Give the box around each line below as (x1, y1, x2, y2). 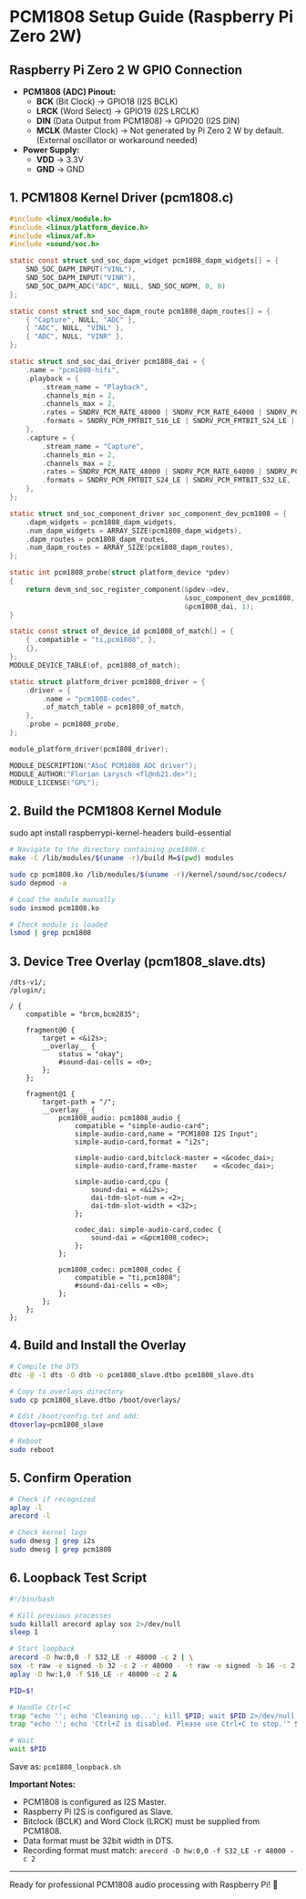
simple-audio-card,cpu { (74, 1178, 169, 1187)
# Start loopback (9, 1645, 76, 1654)
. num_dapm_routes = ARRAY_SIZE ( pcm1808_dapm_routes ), (25, 543, 234, 553)
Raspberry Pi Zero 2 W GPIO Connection (9, 62, 243, 78)
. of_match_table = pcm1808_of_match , (42, 702, 185, 712)
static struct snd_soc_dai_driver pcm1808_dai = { (9, 358, 206, 367)
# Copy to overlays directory (9, 1386, 125, 1396)
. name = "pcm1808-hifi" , (25, 365, 120, 375)
